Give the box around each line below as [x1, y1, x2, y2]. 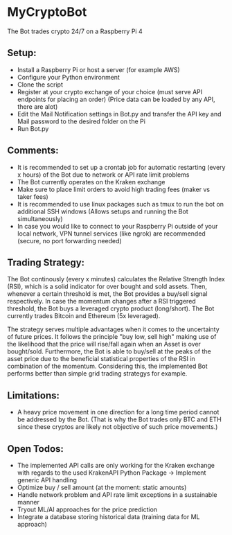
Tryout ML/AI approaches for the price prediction [17, 505, 158, 514]
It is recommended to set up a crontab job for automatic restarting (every [17, 163, 226, 171]
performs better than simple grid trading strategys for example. [7, 369, 188, 378]
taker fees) [17, 192, 48, 201]
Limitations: [7, 389, 60, 401]
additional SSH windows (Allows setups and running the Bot [17, 207, 188, 216]
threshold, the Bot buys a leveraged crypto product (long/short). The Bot [7, 304, 215, 313]
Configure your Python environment [17, 73, 120, 81]
